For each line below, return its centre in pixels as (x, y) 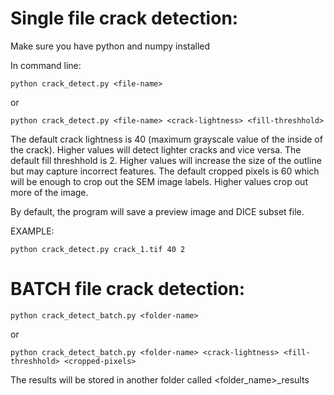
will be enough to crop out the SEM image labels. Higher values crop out (159, 181)
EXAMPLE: (32, 231)
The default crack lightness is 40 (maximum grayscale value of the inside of (166, 139)
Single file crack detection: (124, 18)
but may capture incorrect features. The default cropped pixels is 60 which (165, 171)
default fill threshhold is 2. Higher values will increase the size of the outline (166, 160)
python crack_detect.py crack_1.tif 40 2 (98, 249)
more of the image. (49, 192)
